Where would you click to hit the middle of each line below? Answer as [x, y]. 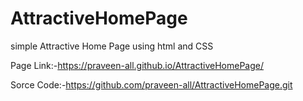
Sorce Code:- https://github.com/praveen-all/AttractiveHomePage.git [151, 84]
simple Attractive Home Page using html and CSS [112, 46]
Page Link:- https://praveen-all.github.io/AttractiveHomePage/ [137, 65]
